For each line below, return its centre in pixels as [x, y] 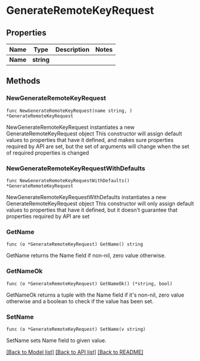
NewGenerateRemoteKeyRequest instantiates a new [70, 127]
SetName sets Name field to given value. [56, 340]
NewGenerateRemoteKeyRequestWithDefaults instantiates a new [86, 197]
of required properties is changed [48, 153]
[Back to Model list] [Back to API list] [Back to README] [75, 352]
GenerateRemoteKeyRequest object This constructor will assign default [94, 134]
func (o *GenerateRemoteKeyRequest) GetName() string [75, 244]
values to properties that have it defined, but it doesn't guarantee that [92, 210]
